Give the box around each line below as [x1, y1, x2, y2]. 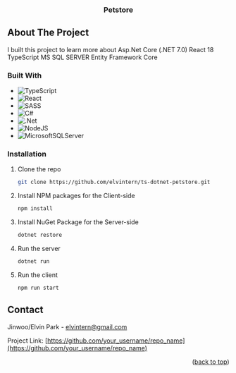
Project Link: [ [7, 336, 48, 345]
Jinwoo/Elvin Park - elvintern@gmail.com [7, 322, 128, 331]
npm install [17, 205, 53, 212]
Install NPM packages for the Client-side [17, 192, 135, 200]
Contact [7, 304, 44, 316]
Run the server [17, 244, 61, 252]
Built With [7, 71, 42, 80]
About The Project [7, 27, 89, 39]
